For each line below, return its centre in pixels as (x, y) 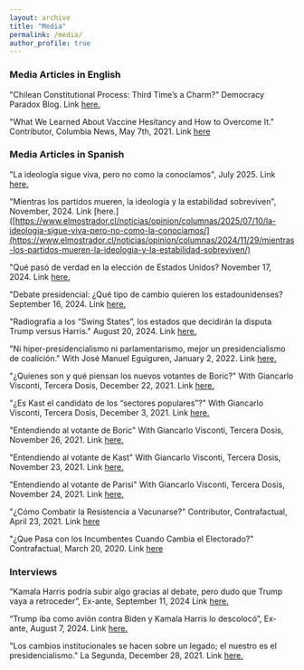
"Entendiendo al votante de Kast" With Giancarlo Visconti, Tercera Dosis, (145, 457)
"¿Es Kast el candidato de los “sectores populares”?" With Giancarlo (137, 403)
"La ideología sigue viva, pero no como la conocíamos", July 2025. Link (142, 174)
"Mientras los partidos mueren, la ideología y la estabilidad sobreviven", (143, 201)
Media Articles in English (65, 75)
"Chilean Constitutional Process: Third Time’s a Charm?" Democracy (137, 94)
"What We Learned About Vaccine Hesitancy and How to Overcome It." (142, 121)
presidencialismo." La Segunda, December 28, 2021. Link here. (127, 656)
